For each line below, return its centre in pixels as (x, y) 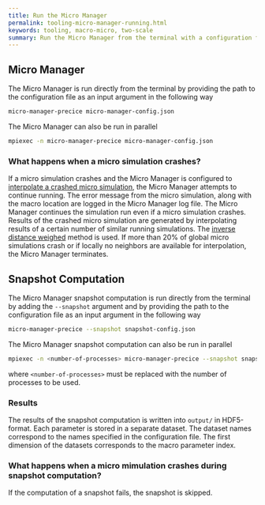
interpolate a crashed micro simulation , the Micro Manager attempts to (123, 187)
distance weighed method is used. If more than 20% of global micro (119, 237)
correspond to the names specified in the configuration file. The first (119, 436)
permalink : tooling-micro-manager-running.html (88, 23)
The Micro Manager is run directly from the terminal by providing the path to (132, 89)
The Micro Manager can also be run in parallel (83, 126)
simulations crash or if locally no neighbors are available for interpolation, (127, 246)
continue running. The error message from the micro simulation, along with (130, 195)
